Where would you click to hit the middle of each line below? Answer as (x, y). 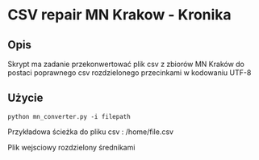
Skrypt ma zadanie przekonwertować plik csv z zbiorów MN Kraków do (126, 64)
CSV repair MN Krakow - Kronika (119, 15)
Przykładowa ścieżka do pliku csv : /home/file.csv (91, 132)
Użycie (25, 98)
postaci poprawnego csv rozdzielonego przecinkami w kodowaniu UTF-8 (129, 73)
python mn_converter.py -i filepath (69, 116)
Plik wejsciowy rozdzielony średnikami (71, 147)
